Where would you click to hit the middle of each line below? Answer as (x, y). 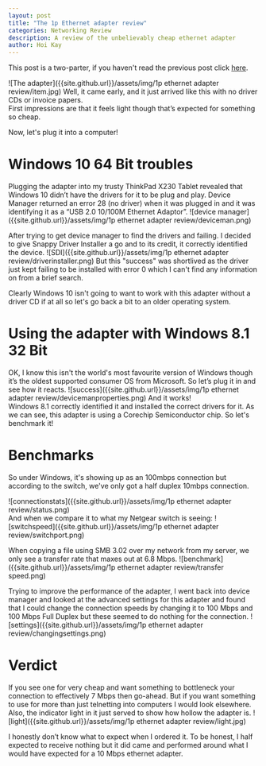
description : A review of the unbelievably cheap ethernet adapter (122, 38)
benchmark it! (31, 423)
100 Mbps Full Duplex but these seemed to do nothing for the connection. (128, 616)
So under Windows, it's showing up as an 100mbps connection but (117, 477)
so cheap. (25, 117)
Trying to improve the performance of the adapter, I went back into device (129, 591)
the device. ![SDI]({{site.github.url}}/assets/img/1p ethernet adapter (118, 253)
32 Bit (28, 351)
